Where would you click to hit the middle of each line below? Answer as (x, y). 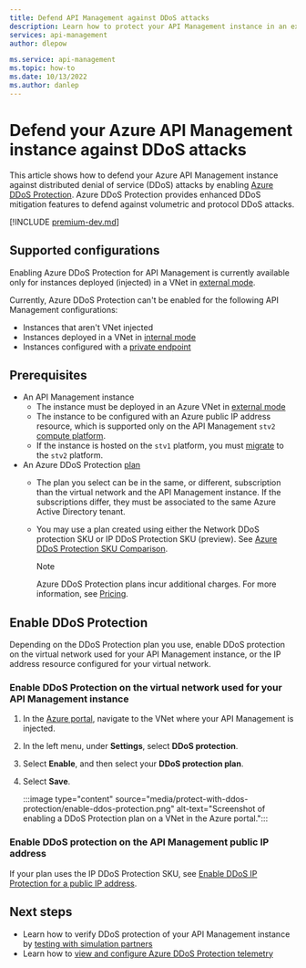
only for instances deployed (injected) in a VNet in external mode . (133, 282)
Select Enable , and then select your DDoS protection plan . (133, 764)
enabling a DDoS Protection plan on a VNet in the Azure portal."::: (145, 818)
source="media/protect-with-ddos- (182, 799)
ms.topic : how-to (42, 68)
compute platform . (71, 436)
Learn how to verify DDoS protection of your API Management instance (156, 934)
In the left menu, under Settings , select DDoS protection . (130, 746)
